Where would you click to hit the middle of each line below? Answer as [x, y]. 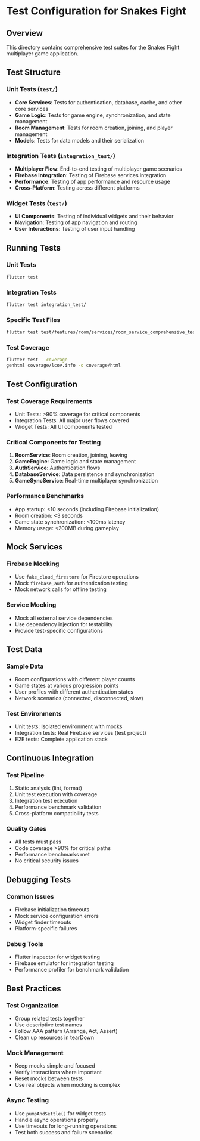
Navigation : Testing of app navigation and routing [76, 222]
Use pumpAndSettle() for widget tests [60, 1113]
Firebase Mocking [33, 564]
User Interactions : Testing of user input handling [75, 229]
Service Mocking [31, 605]
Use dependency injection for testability [64, 624]
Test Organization [33, 1005]
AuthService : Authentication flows [57, 468]
